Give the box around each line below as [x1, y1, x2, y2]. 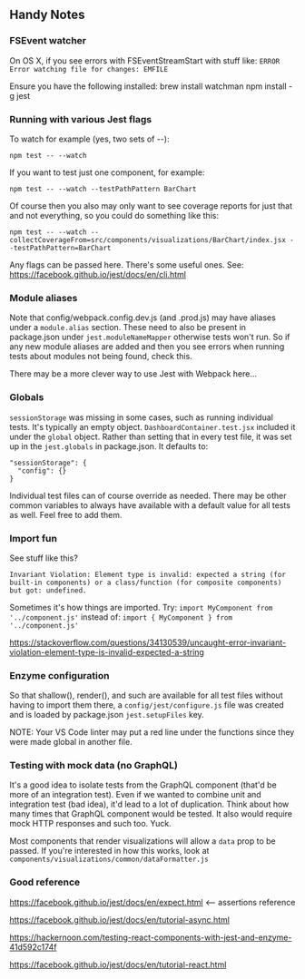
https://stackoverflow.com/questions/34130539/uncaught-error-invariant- [9, 637, 287, 648]
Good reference [9, 876, 81, 888]
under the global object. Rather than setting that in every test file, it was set [9, 431, 292, 442]
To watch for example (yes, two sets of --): [9, 133, 170, 144]
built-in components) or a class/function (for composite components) [9, 578, 282, 587]
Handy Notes [9, 7, 85, 23]
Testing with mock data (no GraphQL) [9, 759, 179, 772]
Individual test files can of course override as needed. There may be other [9, 490, 288, 501]
